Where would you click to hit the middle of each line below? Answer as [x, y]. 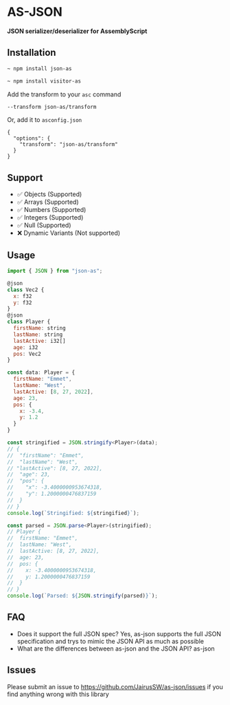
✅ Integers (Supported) [50, 218]
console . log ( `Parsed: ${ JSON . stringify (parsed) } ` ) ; [82, 596]
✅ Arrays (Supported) [48, 202]
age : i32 [26, 347]
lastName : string [38, 335]
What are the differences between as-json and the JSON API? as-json [116, 649]
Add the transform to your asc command [64, 94]
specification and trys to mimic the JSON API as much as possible [111, 641]
